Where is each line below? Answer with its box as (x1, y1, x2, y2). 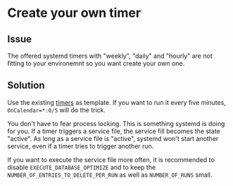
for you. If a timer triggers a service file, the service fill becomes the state (7, 127, 220, 135)
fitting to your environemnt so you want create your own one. (7, 59, 185, 68)
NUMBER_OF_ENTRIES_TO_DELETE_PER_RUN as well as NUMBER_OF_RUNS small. (7, 170, 213, 179)
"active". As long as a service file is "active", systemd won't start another (7, 134, 219, 142)
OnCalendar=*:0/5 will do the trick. (7, 106, 106, 114)
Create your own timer (7, 5, 141, 21)
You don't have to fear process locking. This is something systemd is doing (7, 119, 225, 128)
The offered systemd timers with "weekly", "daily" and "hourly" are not (7, 51, 213, 60)
